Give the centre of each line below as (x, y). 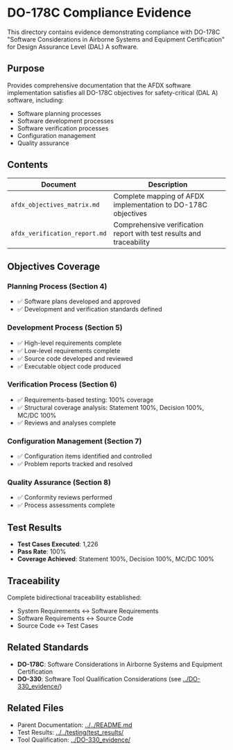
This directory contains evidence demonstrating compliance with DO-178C (114, 32)
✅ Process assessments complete (66, 505)
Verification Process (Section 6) (62, 384)
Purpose (26, 68)
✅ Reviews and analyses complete (67, 423)
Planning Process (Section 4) (57, 286)
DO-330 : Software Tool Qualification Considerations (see (99, 679)
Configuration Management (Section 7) (75, 441)
